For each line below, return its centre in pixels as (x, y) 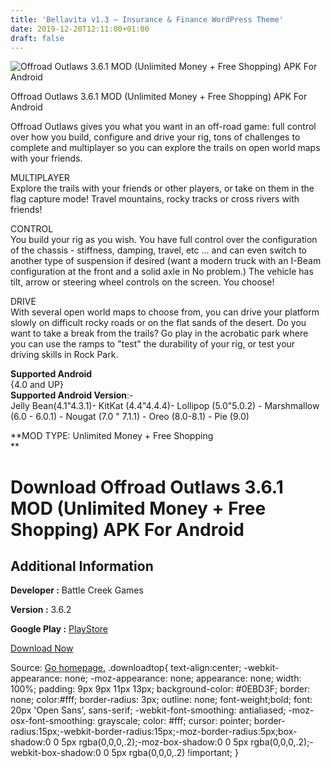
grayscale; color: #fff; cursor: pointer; (174, 721)
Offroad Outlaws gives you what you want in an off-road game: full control (163, 127)
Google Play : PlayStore (59, 629)
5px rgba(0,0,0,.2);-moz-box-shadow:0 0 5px (155, 742)
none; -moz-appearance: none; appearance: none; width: (183, 678)
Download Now (42, 648)
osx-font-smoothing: (53, 721)
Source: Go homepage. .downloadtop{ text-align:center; (126, 668)
